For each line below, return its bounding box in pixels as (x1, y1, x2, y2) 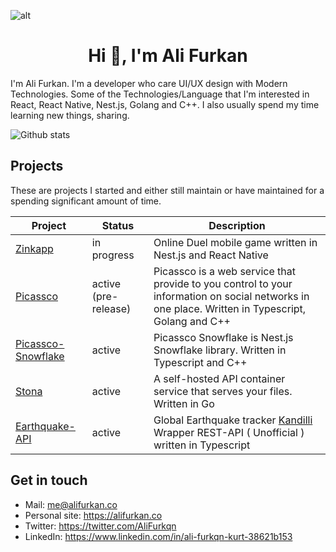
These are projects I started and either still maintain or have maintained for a (10, 184, 325, 196)
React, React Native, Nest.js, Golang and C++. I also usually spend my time (10, 98, 320, 110)
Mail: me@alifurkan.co (24, 498, 118, 510)
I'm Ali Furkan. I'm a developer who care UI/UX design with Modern (10, 77, 288, 89)
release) (91, 301, 132, 315)
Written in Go (153, 396, 215, 410)
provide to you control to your (153, 276, 293, 290)
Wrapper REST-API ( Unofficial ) (153, 425, 305, 439)
